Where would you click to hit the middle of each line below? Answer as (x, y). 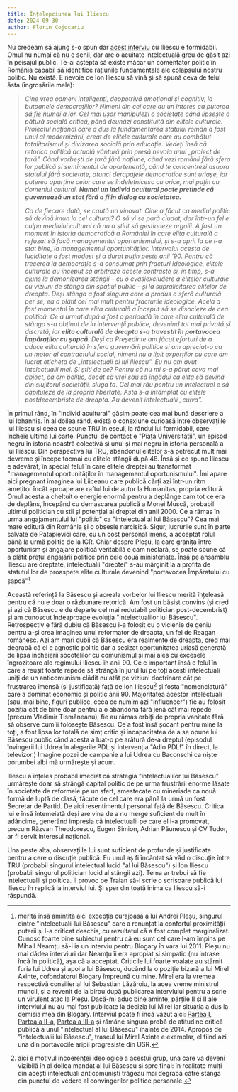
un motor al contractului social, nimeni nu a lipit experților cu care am (126, 354)
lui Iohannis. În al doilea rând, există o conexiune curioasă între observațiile (117, 421)
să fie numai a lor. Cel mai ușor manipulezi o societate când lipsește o (127, 114)
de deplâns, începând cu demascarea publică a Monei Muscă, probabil (111, 504)
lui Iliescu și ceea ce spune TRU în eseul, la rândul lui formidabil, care (108, 429)
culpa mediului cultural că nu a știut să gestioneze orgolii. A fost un (123, 226)
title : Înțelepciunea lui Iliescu (58, 14)
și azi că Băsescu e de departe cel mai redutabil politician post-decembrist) (118, 610)
